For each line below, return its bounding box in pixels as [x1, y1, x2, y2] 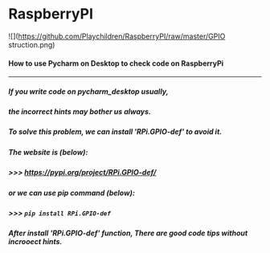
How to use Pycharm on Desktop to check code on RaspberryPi [8, 58, 224, 68]
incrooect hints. [8, 237, 63, 247]
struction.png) [8, 39, 55, 49]
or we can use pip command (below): [8, 188, 135, 198]
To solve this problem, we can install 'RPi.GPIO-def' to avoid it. [8, 127, 223, 137]
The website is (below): [8, 147, 88, 157]
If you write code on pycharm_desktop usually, [8, 86, 169, 96]
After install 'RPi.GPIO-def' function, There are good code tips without [8, 228, 248, 238]
